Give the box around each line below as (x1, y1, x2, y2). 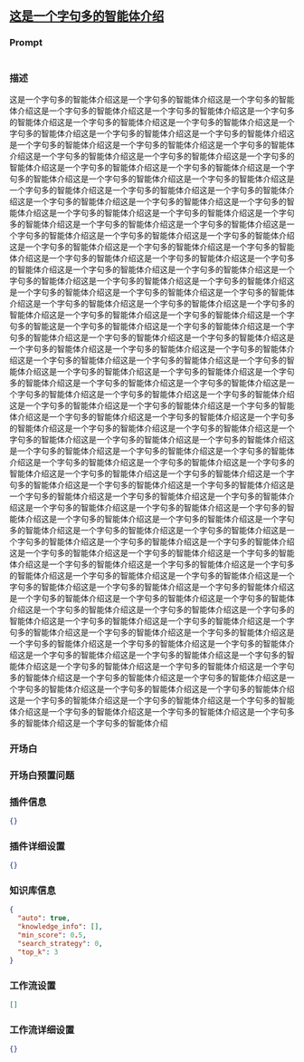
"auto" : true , (17, 914, 71, 923)
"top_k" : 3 (17, 947, 59, 957)
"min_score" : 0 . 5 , (17, 930, 88, 940)
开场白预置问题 (9, 769, 75, 782)
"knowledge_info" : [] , (17, 922, 103, 931)
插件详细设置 (9, 840, 66, 853)
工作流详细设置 (9, 1023, 75, 1036)
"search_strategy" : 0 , (17, 939, 103, 948)
